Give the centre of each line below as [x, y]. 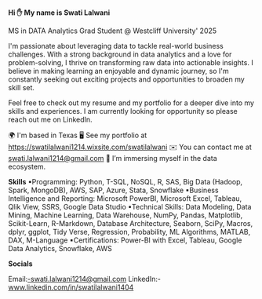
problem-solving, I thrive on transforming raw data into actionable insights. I [131, 62]
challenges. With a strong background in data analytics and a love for [120, 54]
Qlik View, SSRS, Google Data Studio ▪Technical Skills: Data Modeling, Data [130, 207]
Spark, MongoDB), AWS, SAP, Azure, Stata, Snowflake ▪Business [113, 190]
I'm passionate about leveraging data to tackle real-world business [116, 46]
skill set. [22, 88]
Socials [20, 264]
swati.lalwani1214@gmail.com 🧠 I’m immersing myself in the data [113, 158]
